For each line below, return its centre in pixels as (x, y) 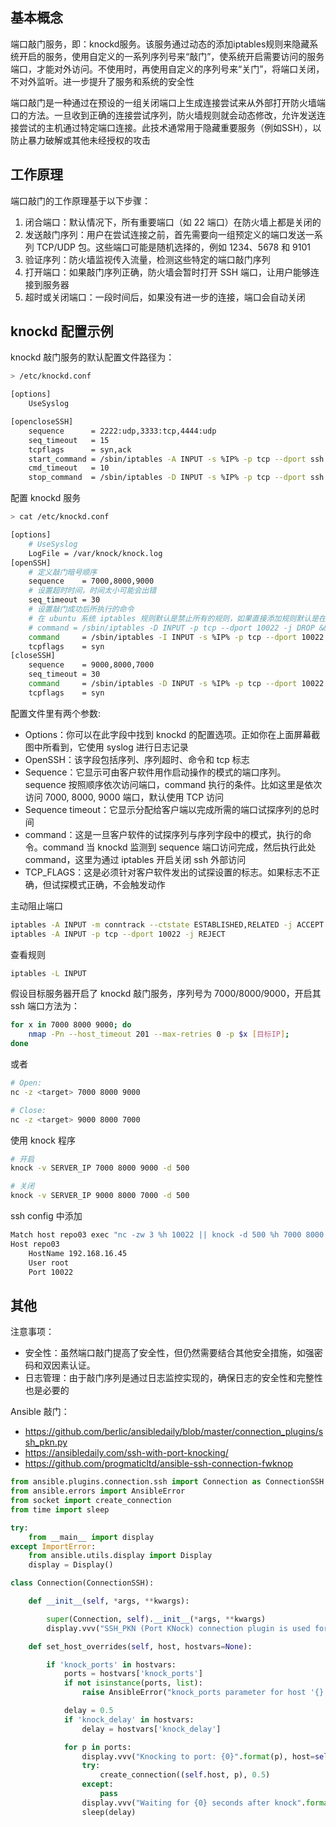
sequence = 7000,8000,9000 (91, 581)
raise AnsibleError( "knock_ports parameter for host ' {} (203, 1693)
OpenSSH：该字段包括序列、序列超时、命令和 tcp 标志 (137, 759)
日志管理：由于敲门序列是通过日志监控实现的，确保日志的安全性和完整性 (173, 1378)
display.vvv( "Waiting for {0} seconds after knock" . (194, 1803)
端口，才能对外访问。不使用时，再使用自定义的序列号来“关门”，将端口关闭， (167, 69)
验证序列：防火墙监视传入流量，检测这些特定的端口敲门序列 (147, 259)
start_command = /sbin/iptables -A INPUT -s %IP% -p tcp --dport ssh (176, 459)
